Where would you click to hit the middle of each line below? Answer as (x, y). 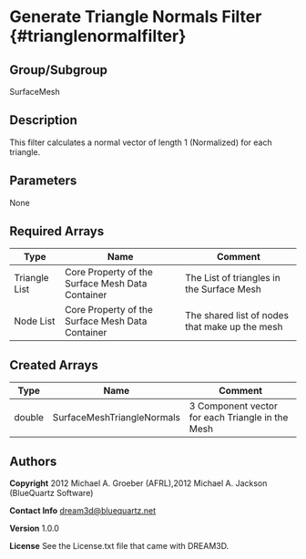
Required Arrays (57, 231)
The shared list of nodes (237, 316)
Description (43, 120)
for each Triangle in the (239, 418)
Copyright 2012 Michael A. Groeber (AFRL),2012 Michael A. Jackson (138, 483)
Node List (35, 321)
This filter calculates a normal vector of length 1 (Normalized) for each (141, 142)
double (29, 418)
